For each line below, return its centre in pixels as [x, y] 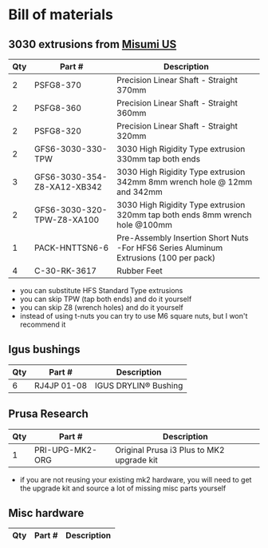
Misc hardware [46, 513]
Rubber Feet [140, 271]
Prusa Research [49, 414]
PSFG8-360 [58, 108]
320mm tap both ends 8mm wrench [184, 215]
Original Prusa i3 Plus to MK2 [170, 450]
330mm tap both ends [159, 159]
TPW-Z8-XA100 [67, 220]
